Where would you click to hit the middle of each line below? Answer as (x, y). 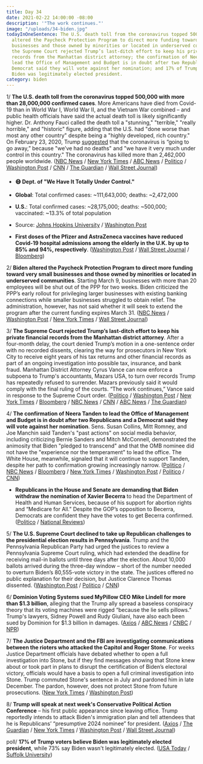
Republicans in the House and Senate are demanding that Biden (96, 490)
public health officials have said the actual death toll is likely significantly (97, 116)
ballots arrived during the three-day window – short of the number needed (99, 566)
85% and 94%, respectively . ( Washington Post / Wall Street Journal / (102, 250)
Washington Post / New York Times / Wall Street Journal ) (77, 320)
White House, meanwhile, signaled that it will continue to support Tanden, (98, 459)
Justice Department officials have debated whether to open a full (87, 654)
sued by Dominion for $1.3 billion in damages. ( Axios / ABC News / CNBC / (99, 623)
